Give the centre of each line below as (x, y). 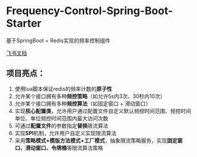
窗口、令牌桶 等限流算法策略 (69, 148)
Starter (24, 23)
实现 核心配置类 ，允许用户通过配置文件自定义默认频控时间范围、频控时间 (103, 111)
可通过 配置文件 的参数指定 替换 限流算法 (61, 126)
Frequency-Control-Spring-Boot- (90, 11)
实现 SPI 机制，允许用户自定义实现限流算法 (65, 133)
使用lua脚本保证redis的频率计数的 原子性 (63, 89)
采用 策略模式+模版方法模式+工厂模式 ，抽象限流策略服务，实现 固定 (96, 140)
